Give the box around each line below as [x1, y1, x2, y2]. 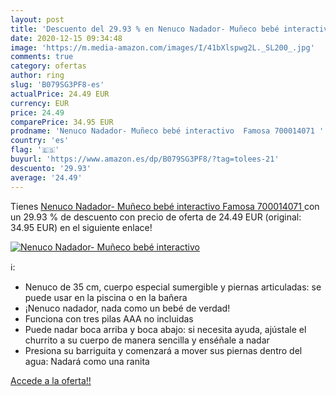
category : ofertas [10, 61, 87, 71]
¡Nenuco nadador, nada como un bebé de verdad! [24, 302, 231, 314]
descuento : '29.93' [10, 163, 92, 173]
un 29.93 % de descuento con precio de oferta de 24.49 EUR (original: [10, 211, 302, 223]
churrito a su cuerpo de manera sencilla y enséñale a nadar [24, 334, 270, 346]
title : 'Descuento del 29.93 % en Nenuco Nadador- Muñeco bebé [10, 24, 280, 34]
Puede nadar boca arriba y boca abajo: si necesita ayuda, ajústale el [24, 323, 307, 335]
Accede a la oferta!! [10, 374, 92, 386]
